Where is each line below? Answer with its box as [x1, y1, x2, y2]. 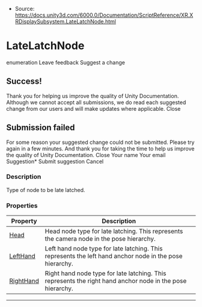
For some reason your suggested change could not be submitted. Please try [6, 138, 195, 146]
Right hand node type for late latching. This [44, 269, 167, 278]
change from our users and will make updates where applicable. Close [6, 105, 181, 112]
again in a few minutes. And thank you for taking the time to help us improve [6, 144, 195, 152]
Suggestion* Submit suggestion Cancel [6, 158, 104, 165]
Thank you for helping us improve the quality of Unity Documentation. [6, 92, 179, 99]
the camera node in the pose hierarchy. [44, 235, 156, 243]
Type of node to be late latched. [6, 186, 85, 193]
